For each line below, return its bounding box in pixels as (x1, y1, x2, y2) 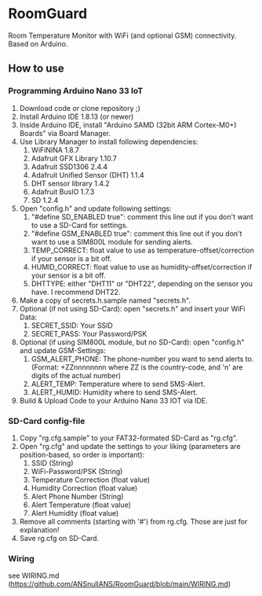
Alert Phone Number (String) (31, 491, 124, 501)
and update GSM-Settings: (19, 345, 106, 355)
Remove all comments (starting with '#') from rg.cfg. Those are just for (19, 517, 248, 526)
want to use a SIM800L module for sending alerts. (31, 237, 194, 246)
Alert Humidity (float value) (31, 508, 119, 517)
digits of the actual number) (31, 370, 122, 380)
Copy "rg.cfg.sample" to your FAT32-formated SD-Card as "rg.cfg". (19, 433, 238, 443)
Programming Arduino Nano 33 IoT (8, 86, 144, 97)
